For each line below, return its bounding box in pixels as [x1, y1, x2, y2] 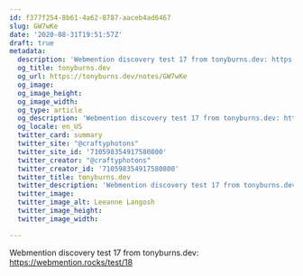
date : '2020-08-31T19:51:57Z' [9, 30, 124, 39]
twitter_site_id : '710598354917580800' [17, 147, 168, 156]
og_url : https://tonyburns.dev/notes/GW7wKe [17, 72, 188, 81]
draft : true [9, 38, 54, 48]
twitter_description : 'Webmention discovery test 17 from [17, 181, 241, 190]
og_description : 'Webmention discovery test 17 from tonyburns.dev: [17, 114, 280, 123]
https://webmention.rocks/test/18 [9, 256, 133, 267]
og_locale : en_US [17, 123, 83, 132]
